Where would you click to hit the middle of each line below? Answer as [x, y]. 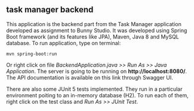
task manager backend [50, 10]
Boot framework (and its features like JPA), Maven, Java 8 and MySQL [93, 37]
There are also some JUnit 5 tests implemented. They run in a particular [94, 89]
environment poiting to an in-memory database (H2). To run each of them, [98, 95]
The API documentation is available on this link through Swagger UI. [90, 77]
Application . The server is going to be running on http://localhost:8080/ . [96, 71]
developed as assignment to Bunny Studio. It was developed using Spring [97, 30]
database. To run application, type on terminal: [64, 43]
